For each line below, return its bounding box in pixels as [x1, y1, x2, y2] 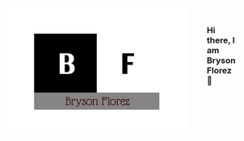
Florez [207, 64, 233, 76]
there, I [207, 35, 235, 46]
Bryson [207, 55, 236, 66]
